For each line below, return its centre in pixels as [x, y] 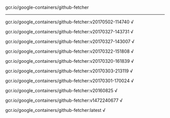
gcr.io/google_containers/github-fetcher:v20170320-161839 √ [70, 61]
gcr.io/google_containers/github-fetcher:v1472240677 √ [64, 100]
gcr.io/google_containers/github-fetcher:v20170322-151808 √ [70, 51]
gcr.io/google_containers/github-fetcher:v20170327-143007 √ [70, 42]
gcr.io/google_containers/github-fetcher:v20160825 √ [61, 90]
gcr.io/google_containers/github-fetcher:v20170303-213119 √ [69, 71]
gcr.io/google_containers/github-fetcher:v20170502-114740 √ [70, 22]
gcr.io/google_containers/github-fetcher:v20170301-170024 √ [70, 81]
